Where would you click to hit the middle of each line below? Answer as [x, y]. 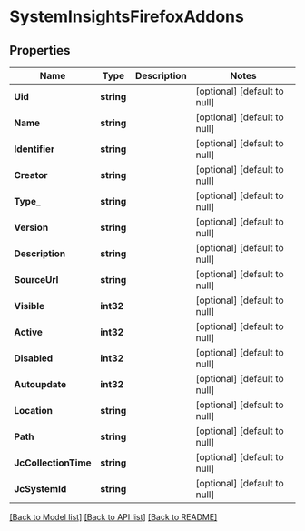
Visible [30, 306]
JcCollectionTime [53, 463]
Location [33, 411]
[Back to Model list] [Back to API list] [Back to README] [113, 517]
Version [31, 227]
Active [29, 332]
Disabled [34, 358]
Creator [31, 175]
